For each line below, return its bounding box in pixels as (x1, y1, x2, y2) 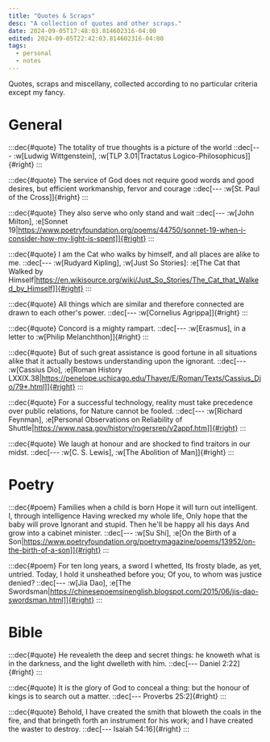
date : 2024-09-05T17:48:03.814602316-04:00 (8, 27, 157, 35)
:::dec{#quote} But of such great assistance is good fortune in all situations (8, 348, 258, 357)
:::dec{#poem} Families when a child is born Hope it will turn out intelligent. (8, 502, 258, 512)
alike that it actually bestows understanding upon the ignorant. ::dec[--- (8, 356, 247, 365)
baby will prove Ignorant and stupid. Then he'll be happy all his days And (8, 519, 250, 529)
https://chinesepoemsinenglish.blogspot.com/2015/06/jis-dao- (49, 586, 260, 596)
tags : (8, 42, 27, 50)
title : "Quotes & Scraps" (8, 11, 95, 20)
